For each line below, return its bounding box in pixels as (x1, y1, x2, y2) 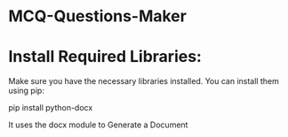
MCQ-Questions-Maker (8, 6, 188, 27)
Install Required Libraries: (8, 47, 202, 67)
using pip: (8, 86, 45, 96)
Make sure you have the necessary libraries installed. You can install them (8, 76, 279, 87)
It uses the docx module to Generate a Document (8, 119, 188, 130)
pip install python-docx (8, 103, 93, 113)
